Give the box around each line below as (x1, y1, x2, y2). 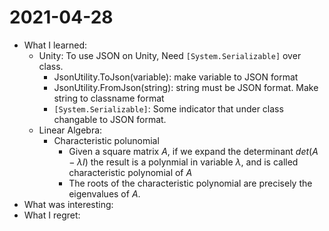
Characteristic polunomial (53, 134, 160, 146)
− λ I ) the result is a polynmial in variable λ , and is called (68, 156, 299, 168)
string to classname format (53, 92, 165, 104)
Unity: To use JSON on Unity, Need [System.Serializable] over (38, 49, 302, 61)
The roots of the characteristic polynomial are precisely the (68, 177, 313, 189)
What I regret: (23, 209, 81, 221)
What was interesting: (23, 198, 114, 210)
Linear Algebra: (38, 124, 103, 136)
